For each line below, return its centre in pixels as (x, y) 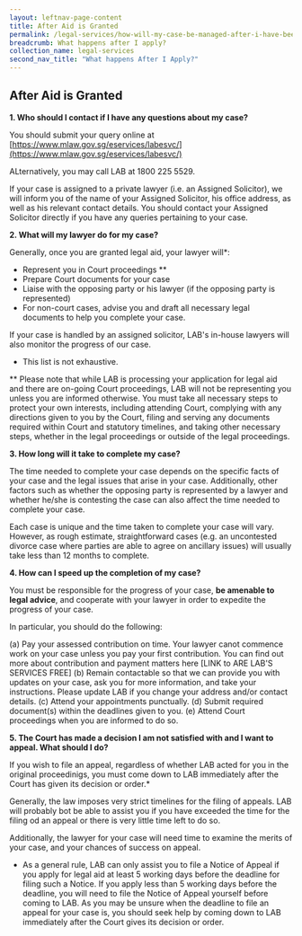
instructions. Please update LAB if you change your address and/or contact (148, 692)
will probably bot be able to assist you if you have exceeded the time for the (150, 810)
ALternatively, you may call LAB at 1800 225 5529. (102, 171)
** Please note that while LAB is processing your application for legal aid (143, 379)
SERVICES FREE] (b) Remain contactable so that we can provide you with (145, 672)
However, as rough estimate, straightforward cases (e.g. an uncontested (143, 536)
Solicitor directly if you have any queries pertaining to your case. (129, 217)
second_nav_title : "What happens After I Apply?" (104, 59)
